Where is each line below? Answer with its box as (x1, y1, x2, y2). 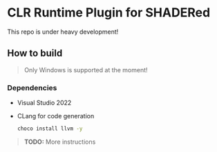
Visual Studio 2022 (17, 98, 72, 107)
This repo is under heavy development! (7, 28, 119, 36)
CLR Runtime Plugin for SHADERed (7, 5, 211, 21)
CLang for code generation (17, 112, 95, 120)
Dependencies (7, 83, 57, 92)
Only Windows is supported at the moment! (23, 65, 148, 74)
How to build (7, 47, 63, 59)
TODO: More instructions (23, 138, 96, 146)
